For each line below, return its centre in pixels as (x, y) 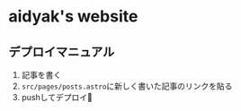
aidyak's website (73, 17)
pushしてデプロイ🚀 (57, 97)
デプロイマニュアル (62, 51)
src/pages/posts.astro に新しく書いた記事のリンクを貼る (127, 86)
